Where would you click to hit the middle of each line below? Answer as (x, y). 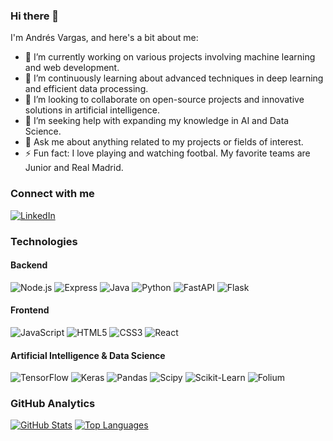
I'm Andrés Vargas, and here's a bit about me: (104, 38)
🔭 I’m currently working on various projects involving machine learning (170, 57)
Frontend (30, 310)
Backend (29, 265)
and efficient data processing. (86, 89)
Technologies (44, 241)
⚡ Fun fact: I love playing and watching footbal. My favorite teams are (167, 153)
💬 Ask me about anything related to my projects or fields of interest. (164, 142)
